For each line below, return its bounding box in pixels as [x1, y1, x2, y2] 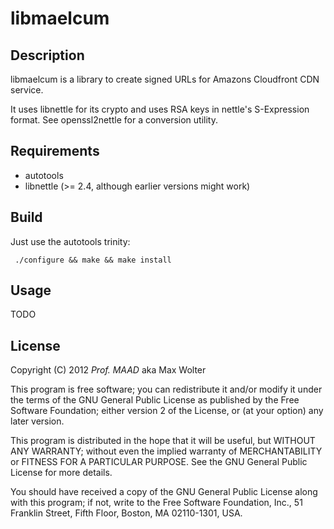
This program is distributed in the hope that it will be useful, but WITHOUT [10, 435, 316, 447]
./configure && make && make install [14, 255, 172, 265]
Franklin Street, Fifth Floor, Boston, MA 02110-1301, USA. [10, 507, 243, 519]
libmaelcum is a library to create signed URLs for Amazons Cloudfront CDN [10, 73, 320, 85]
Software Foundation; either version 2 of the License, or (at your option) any [10, 405, 324, 417]
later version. [10, 415, 65, 427]
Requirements [10, 143, 100, 160]
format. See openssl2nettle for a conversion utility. [10, 114, 218, 126]
